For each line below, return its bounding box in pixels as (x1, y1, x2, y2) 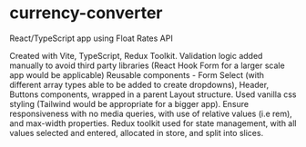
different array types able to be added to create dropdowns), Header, (9, 79, 270, 90)
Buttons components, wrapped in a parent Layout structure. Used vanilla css (9, 89, 298, 100)
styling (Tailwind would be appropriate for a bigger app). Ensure (9, 98, 249, 109)
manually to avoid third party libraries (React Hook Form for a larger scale (9, 60, 285, 71)
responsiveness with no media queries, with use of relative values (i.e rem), (9, 108, 293, 119)
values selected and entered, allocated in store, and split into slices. (9, 127, 264, 138)
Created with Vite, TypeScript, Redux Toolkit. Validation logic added (9, 50, 263, 61)
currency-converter (9, 3, 163, 24)
